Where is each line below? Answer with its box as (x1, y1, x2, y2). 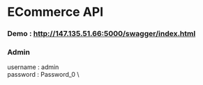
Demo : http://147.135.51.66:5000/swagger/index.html (7, 29, 196, 39)
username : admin (7, 63, 59, 71)
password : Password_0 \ (7, 70, 80, 79)
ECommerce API (7, 4, 104, 20)
